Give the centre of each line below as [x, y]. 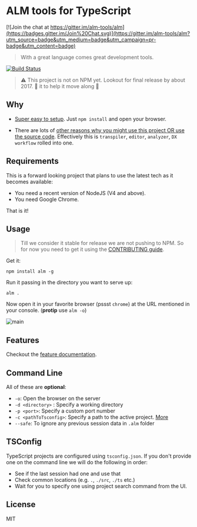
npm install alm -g [30, 271]
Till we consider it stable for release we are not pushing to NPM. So [102, 243]
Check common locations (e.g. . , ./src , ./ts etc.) [75, 479]
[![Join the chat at [28, 27]
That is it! [17, 210]
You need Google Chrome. [47, 199]
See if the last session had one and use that [68, 474]
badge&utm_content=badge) [41, 46]
